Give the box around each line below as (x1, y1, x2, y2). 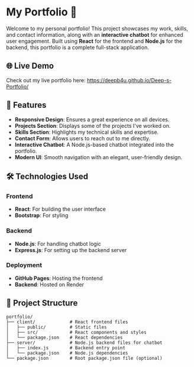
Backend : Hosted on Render (14, 281, 85, 288)
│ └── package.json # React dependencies (6, 334, 123, 340)
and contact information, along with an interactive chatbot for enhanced (6, 31, 183, 38)
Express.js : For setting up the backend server (14, 246, 127, 253)
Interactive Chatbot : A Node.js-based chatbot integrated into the (14, 141, 174, 148)
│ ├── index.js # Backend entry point (6, 345, 126, 351)
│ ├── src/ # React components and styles (6, 329, 147, 335)
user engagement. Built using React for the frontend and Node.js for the (6, 37, 182, 44)
